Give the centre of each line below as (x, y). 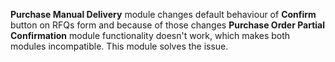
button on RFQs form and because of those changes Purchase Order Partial (168, 25)
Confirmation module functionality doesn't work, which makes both (150, 35)
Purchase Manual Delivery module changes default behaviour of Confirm (163, 14)
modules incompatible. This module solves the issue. (119, 46)
